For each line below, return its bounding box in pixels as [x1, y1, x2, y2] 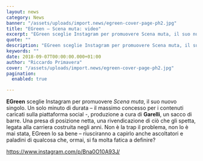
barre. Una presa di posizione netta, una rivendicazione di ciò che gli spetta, [6, 117, 196, 124]
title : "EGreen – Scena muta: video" [6, 25, 101, 32]
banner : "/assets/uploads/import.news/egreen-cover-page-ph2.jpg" [6, 20, 177, 26]
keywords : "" [6, 48, 39, 54]
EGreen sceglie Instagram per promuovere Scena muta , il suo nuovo [6, 98, 177, 106]
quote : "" [6, 37, 31, 43]
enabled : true [11, 76, 47, 82]
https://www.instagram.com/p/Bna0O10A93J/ [6, 148, 120, 156]
